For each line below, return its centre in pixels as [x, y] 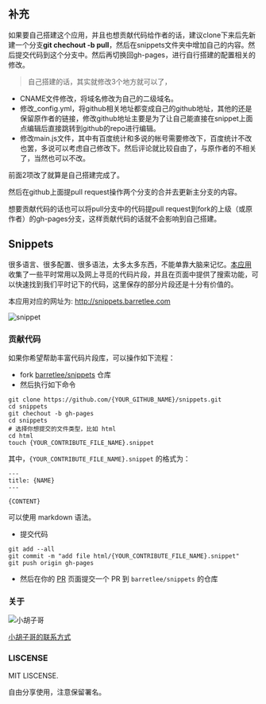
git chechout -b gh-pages [51, 413]
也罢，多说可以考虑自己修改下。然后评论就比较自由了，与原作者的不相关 [138, 148]
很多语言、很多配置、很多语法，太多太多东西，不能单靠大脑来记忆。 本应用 [130, 264]
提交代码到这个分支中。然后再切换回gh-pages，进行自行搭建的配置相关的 [135, 55]
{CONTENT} [25, 501]
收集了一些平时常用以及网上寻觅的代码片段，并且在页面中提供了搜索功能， [130, 274]
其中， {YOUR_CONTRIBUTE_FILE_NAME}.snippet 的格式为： [99, 458]
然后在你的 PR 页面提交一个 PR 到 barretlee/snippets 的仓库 [119, 578]
